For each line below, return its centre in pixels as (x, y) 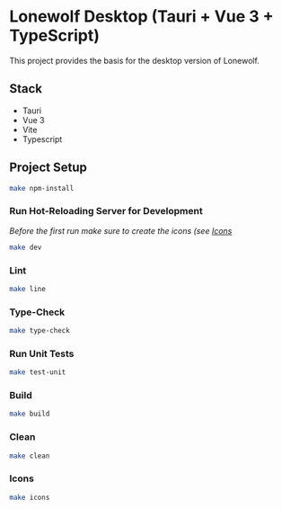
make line (28, 289)
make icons (30, 497)
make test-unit (38, 372)
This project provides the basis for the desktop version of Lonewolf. (135, 60)
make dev (26, 247)
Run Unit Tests (42, 353)
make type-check (40, 331)
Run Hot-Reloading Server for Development (106, 211)
